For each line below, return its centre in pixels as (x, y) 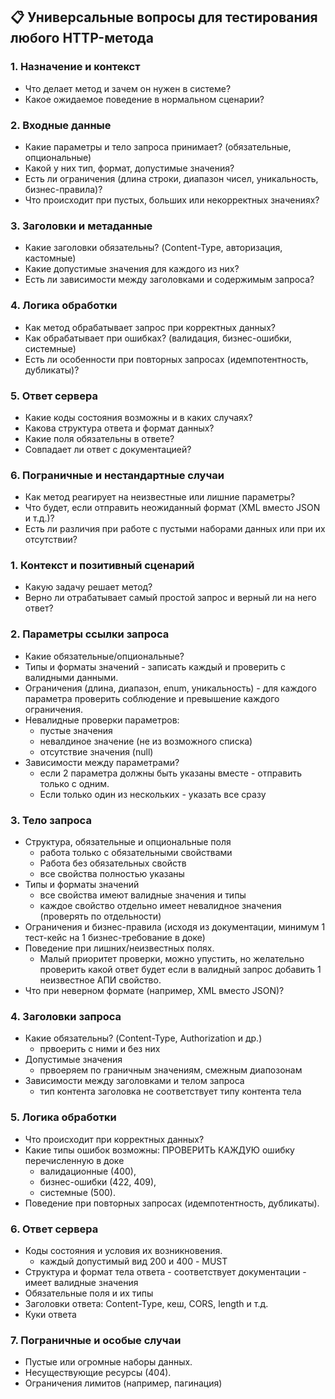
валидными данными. (71, 677)
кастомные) (50, 258)
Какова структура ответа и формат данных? (119, 428)
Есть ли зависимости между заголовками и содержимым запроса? (169, 280)
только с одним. (74, 783)
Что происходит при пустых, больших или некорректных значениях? (172, 200)
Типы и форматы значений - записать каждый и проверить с (155, 666)
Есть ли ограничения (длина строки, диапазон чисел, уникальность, (171, 178)
